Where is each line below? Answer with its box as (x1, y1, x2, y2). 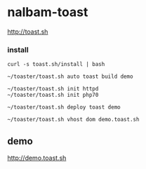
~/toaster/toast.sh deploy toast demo (7, 104, 121, 111)
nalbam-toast (7, 4, 88, 20)
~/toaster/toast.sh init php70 (7, 92, 99, 99)
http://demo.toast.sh (7, 154, 67, 162)
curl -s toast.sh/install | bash (7, 61, 105, 68)
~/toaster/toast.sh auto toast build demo (7, 73, 133, 81)
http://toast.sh (7, 27, 48, 36)
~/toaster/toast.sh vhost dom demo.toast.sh (7, 116, 140, 123)
